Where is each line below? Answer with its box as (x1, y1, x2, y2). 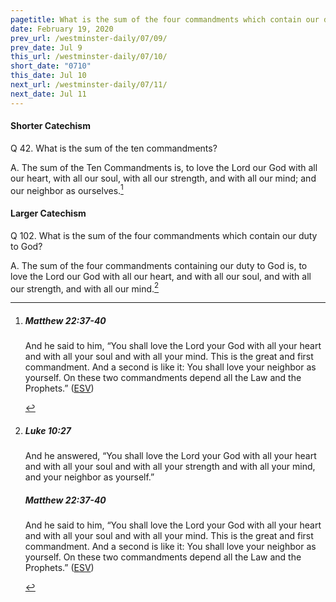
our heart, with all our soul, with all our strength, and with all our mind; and (10, 172, 317, 184)
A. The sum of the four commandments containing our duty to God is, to (10, 259, 308, 271)
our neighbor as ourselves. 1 (10, 182, 124, 196)
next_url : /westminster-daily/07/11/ (10, 80, 168, 90)
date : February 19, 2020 (10, 24, 114, 34)
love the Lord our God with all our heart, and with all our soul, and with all (10, 270, 312, 282)
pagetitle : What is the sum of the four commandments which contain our (10, 14, 320, 25)
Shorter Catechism (10, 120, 91, 132)
